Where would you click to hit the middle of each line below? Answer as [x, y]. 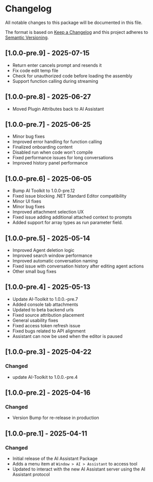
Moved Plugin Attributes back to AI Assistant [58, 109]
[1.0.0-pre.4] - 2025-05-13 [48, 287]
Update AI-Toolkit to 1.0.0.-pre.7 [45, 299]
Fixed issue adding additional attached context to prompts [72, 217]
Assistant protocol [31, 474]
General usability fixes [35, 320]
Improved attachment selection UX [48, 212]
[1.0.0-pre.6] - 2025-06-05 [49, 178]
